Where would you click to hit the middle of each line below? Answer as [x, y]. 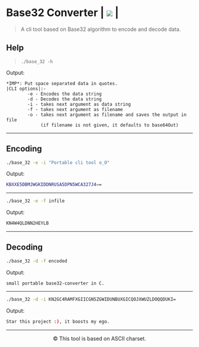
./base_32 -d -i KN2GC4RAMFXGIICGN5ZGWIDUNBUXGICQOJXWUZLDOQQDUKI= [91, 299]
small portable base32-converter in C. [55, 283]
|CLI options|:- [26, 89]
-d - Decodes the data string [65, 99]
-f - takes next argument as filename [75, 109]
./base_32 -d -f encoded [37, 261]
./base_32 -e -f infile [36, 201]
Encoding [24, 149]
